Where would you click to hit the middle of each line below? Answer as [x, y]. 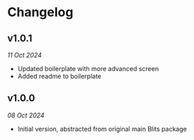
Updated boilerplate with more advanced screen [88, 69]
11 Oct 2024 [25, 55]
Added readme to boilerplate [59, 76]
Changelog [40, 12]
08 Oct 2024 [26, 115]
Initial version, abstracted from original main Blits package [102, 129]
